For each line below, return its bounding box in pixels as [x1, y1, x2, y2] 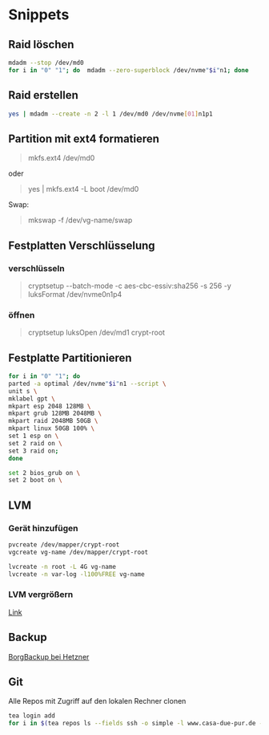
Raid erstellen [8, 88, 78, 102]
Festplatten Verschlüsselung [8, 238, 155, 252]
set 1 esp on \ [8, 432, 59, 441]
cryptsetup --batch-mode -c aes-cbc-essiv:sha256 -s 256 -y [27, 281, 232, 290]
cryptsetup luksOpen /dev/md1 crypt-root [27, 327, 166, 338]
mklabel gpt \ [8, 395, 56, 403]
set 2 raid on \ [8, 439, 62, 447]
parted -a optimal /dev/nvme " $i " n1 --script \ [8, 380, 167, 388]
